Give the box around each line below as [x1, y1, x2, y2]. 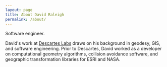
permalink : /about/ [5, 17, 46, 22]
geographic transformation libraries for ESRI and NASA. [5, 56, 121, 62]
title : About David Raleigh [5, 12, 65, 17]
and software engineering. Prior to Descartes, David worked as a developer [5, 46, 162, 52]
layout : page [5, 7, 33, 13]
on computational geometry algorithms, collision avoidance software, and [5, 51, 158, 57]
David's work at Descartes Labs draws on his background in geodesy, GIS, [5, 40, 160, 46]
